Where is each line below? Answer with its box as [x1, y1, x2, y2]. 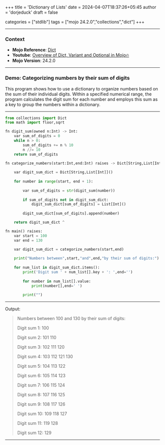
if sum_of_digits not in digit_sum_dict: [23, 197, 109, 202]
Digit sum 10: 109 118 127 [17, 411, 67, 417]
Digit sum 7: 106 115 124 [17, 382, 65, 388]
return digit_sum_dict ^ [14, 220, 65, 225]
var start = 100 [14, 233, 48, 238]
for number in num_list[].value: [23, 279, 91, 284]
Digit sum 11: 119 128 [17, 420, 58, 426]
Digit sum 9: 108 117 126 [17, 401, 65, 407]
